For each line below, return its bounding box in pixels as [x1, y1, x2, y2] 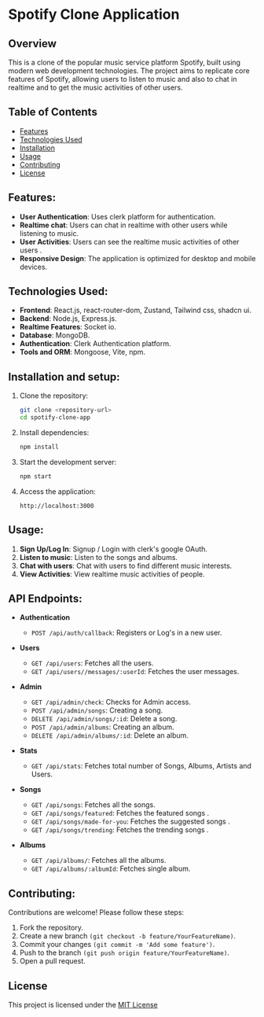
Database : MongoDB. [19, 330, 90, 340]
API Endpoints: [8, 591, 82, 605]
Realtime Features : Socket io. [19, 322, 116, 332]
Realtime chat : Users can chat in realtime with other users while [19, 220, 228, 230]
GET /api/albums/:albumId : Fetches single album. [31, 864, 191, 874]
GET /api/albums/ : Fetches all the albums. [31, 856, 167, 865]
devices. [19, 262, 48, 271]
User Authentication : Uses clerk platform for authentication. [19, 212, 216, 221]
